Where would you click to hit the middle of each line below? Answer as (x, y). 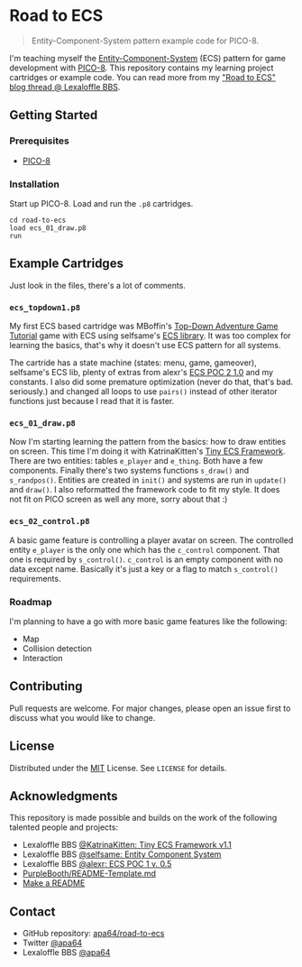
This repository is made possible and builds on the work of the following (143, 818)
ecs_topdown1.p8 (45, 307)
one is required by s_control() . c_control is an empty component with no (146, 559)
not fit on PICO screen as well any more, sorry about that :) (119, 499)
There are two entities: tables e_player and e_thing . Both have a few (136, 461)
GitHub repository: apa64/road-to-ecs (93, 934)
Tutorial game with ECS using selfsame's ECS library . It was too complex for (150, 336)
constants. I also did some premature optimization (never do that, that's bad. (151, 382)
